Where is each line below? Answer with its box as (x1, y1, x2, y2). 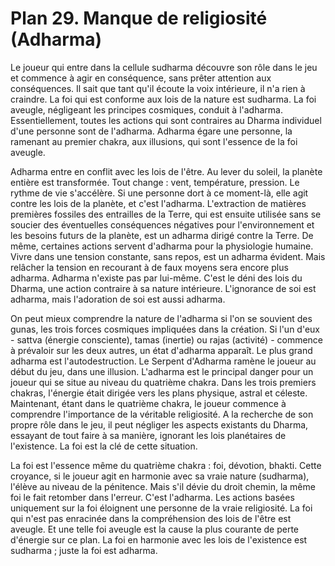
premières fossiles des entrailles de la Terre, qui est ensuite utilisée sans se (10, 208, 322, 220)
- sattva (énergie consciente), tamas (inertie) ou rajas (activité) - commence (10, 333, 324, 346)
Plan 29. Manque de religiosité (10, 7, 268, 30)
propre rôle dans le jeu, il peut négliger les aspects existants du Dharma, (10, 418, 309, 431)
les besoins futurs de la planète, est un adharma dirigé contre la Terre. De (10, 229, 314, 241)
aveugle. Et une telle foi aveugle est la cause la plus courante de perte (10, 523, 300, 535)
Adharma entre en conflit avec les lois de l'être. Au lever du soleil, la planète (10, 165, 323, 177)
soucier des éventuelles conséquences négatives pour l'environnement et (10, 218, 315, 231)
